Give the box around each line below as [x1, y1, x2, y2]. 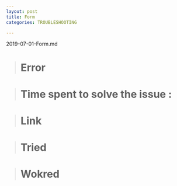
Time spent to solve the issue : [20, 87, 172, 101]
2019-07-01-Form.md [6, 40, 58, 47]
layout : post [6, 8, 38, 15]
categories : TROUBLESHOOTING [6, 19, 77, 25]
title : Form [6, 14, 35, 20]
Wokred [20, 167, 60, 181]
